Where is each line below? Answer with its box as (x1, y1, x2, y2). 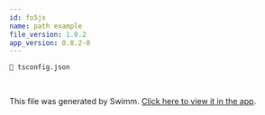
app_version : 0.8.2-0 (9, 38, 91, 48)
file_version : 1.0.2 (9, 30, 87, 39)
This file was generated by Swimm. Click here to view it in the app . (9, 96, 257, 107)
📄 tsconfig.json (9, 63, 70, 72)
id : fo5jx (9, 13, 47, 22)
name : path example (9, 22, 83, 31)
